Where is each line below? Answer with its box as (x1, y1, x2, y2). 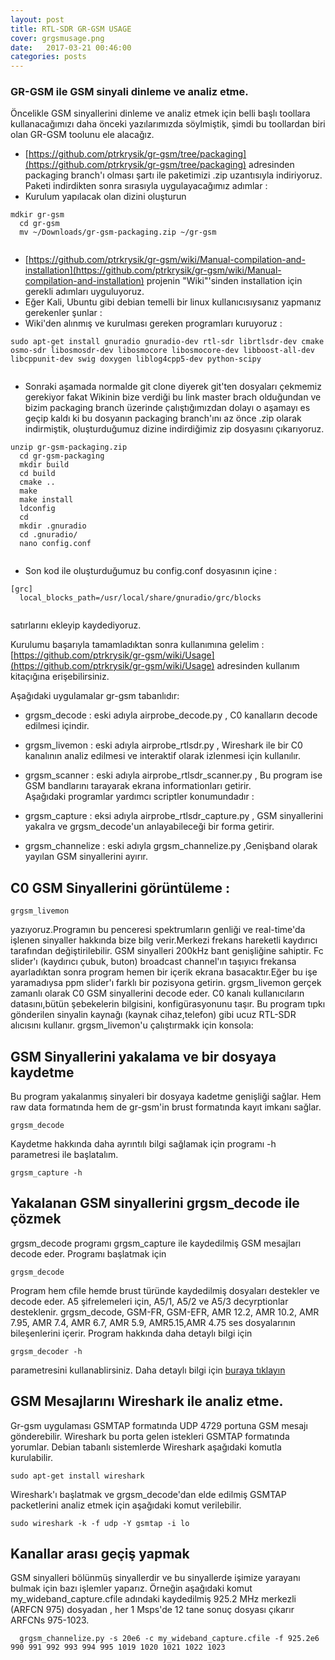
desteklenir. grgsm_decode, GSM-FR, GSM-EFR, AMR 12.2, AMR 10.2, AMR (10, 1306, 320, 1318)
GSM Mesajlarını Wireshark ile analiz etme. (10, 1393, 284, 1410)
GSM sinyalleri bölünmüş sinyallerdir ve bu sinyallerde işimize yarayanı (10, 1572, 301, 1584)
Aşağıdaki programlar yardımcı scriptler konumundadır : (24, 791, 255, 803)
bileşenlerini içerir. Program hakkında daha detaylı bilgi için (10, 1327, 253, 1339)
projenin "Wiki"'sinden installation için (146, 275, 303, 287)
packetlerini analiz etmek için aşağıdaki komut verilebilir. (10, 1499, 242, 1511)
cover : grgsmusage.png (10, 33, 105, 43)
